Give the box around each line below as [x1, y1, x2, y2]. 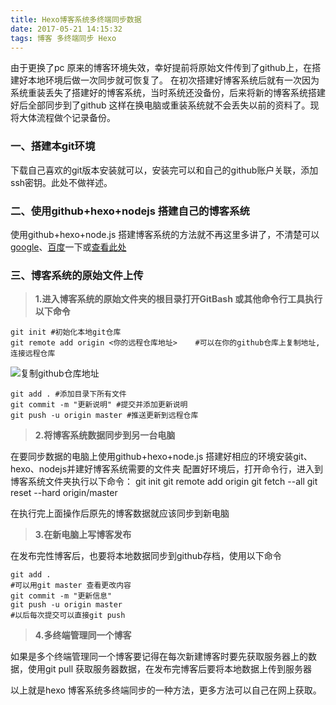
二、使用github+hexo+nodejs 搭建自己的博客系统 [10, 204, 250, 218]
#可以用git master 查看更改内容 [10, 581, 132, 591]
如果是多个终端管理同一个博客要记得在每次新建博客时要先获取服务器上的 [10, 651, 308, 663]
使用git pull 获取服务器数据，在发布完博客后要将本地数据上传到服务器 [27, 663, 313, 675]
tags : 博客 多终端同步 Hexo [10, 33, 117, 43]
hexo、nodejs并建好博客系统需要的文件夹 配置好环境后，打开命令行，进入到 [10, 463, 323, 475]
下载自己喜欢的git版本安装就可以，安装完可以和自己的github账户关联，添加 [10, 164, 319, 176]
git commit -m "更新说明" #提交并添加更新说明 [10, 400, 188, 410]
